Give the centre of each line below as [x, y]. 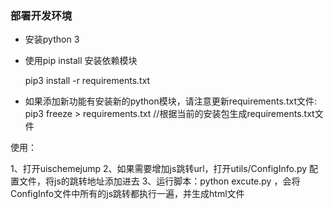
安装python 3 [52, 39]
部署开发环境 [41, 15]
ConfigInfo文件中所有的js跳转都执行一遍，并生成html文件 [127, 194]
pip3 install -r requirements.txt [87, 81]
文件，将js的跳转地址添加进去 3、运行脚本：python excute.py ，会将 [159, 181]
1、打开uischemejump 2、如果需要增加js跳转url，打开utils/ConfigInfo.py [159, 169]
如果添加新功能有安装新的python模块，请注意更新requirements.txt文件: [171, 101]
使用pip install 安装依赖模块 [81, 61]
